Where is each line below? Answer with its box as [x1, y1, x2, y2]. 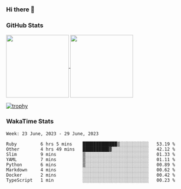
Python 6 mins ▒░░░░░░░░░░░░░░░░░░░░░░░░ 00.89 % [6, 162, 176, 168]
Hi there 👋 [6, 5, 35, 14]
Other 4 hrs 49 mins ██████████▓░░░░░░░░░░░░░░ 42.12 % [6, 146, 176, 152]
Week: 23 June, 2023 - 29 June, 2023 [6, 131, 99, 136]
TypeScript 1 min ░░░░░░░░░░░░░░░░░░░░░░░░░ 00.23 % [6, 177, 176, 183]
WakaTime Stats [6, 118, 54, 126]
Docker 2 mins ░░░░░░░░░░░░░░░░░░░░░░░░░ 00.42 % [6, 172, 176, 178]
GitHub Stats [6, 21, 44, 29]
